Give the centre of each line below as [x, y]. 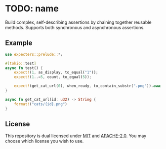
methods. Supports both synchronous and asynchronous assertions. [75, 27]
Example [19, 43]
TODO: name [32, 9]
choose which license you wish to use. [44, 141]
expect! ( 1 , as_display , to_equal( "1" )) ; [56, 73]
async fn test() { [24, 68]
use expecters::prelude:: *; [34, 54]
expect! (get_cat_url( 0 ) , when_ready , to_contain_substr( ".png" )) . [84, 86]
